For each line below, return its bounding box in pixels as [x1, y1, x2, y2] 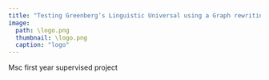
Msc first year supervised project [8, 63, 118, 72]
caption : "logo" [15, 41, 70, 49]
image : [8, 19, 30, 27]
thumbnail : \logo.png [15, 33, 88, 42]
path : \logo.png [15, 26, 70, 34]
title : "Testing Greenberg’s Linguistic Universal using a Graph [8, 11, 231, 20]
